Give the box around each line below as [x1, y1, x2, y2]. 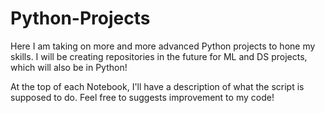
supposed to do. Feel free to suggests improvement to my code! [10, 91, 275, 103]
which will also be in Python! [10, 61, 128, 73]
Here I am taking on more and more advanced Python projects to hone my [10, 40, 316, 52]
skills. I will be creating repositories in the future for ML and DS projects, [10, 50, 308, 62]
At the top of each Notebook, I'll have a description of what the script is [10, 80, 305, 92]
